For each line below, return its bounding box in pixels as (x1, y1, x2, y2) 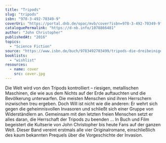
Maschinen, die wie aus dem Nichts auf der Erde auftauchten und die (5, 90, 146, 96)
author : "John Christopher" (5, 30, 63, 35)
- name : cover (9, 67, 39, 72)
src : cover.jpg (14, 71, 45, 76)
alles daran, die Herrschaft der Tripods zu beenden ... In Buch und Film (5, 116, 150, 122)
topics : (5, 39, 21, 44)
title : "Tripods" (5, 7, 41, 12)
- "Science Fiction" (9, 44, 52, 49)
